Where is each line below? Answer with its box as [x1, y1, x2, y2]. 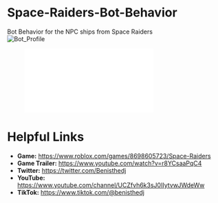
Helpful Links [7, 129, 85, 145]
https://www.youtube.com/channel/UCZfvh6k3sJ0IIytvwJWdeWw [17, 180, 205, 189]
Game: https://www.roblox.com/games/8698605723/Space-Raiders [17, 152, 211, 160]
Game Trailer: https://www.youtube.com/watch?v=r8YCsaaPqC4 [17, 159, 202, 167]
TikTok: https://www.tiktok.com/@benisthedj [17, 188, 144, 196]
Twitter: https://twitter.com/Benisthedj [17, 166, 127, 174]
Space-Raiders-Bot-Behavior [7, 5, 177, 21]
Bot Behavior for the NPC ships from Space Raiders [7, 27, 153, 36]
